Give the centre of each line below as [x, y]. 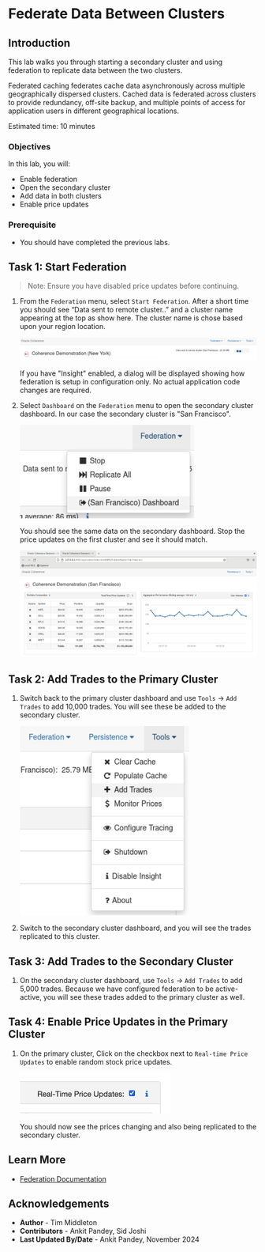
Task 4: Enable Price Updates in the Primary [118, 1022]
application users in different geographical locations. [94, 111]
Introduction [39, 43]
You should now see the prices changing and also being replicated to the [138, 1126]
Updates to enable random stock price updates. [96, 1061]
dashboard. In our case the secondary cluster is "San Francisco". [125, 414]
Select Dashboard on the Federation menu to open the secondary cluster [136, 406]
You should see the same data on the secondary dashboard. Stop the [132, 531]
